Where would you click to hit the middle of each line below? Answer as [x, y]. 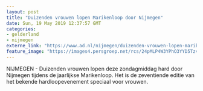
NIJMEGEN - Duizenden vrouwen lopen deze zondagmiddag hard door [95, 69]
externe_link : [24, 46]
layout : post [23, 12]
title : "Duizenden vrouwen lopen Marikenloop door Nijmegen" [85, 18]
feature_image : [25, 52]
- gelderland [23, 35]
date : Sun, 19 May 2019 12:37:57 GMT [54, 23]
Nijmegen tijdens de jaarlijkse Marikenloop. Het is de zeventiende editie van [100, 75]
